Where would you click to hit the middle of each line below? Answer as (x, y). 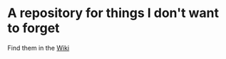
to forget (34, 28)
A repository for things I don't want (113, 13)
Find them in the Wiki (38, 48)
